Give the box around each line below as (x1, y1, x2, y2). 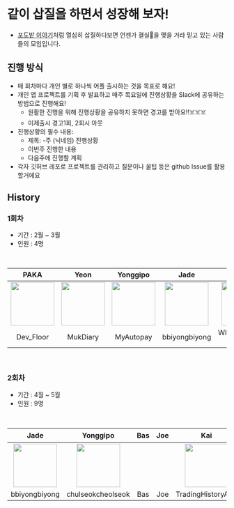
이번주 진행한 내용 (27, 144, 77, 153)
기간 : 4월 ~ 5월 (17, 390, 61, 399)
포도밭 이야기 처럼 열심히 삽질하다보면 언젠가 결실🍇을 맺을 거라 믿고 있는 (17, 31, 211, 39)
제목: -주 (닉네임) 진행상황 (27, 136, 99, 144)
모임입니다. (30, 39, 61, 47)
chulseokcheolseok (66, 489, 130, 499)
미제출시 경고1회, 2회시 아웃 (27, 118, 103, 127)
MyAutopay (114, 332, 153, 342)
